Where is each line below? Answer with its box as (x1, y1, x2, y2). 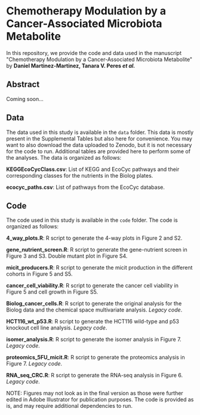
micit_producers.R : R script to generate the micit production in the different (6, 264, 193, 271)
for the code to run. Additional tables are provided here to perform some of (6, 148, 191, 155)
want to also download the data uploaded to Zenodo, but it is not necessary (6, 141, 192, 148)
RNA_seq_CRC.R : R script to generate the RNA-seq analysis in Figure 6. (6, 372, 183, 379)
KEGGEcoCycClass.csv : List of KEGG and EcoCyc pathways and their (6, 166, 180, 173)
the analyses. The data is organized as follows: (6, 154, 122, 161)
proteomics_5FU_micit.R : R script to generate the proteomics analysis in (6, 354, 185, 361)
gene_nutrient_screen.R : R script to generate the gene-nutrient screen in (6, 246, 187, 254)
